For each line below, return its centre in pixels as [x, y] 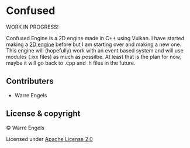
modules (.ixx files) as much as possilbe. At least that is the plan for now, [94, 57]
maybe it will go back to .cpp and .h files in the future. [71, 63]
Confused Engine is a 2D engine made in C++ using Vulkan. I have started [95, 38]
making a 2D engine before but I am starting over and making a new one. [94, 44]
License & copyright [43, 114]
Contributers [30, 81]
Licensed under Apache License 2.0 [50, 139]
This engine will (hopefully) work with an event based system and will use [95, 50]
